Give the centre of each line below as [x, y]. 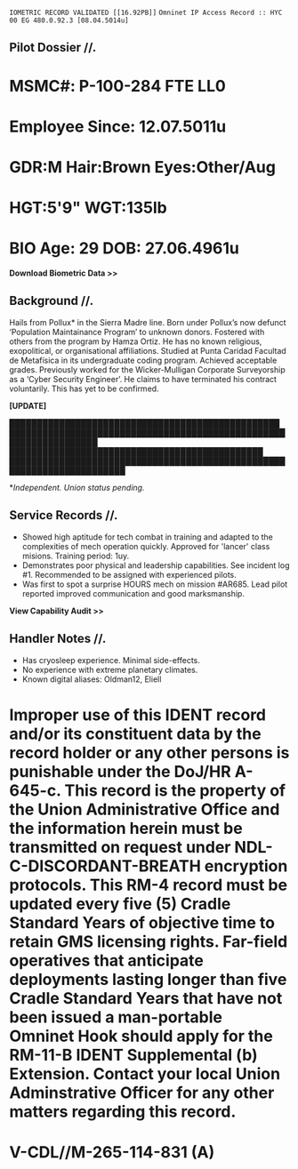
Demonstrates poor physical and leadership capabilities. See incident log [156, 565]
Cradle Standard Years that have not [146, 998]
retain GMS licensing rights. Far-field [149, 941]
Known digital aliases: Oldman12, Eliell [92, 679]
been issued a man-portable [116, 1017]
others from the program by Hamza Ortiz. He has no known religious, [136, 341]
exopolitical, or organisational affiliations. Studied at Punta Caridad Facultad [148, 350]
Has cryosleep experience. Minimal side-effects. [111, 660]
